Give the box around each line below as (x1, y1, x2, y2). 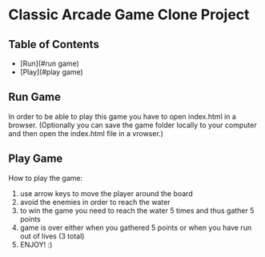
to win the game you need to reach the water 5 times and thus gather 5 (19, 206, 255, 215)
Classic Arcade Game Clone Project (8, 6, 250, 24)
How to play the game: (8, 173, 83, 183)
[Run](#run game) (19, 58, 80, 68)
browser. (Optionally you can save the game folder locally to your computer (8, 120, 258, 130)
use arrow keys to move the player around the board (19, 188, 194, 198)
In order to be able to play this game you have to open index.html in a (8, 111, 236, 121)
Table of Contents (8, 38, 100, 51)
